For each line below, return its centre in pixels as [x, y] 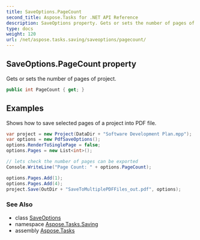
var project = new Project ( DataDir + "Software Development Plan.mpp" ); [99, 134]
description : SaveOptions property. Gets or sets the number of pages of [101, 23]
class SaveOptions [38, 218]
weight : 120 [21, 34]
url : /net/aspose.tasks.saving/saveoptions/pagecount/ [76, 40]
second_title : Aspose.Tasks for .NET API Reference [72, 17]
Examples [25, 109]
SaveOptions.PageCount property [71, 64]
